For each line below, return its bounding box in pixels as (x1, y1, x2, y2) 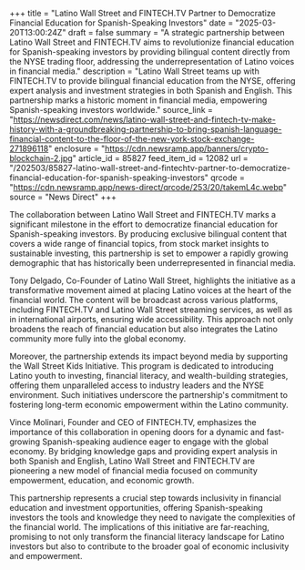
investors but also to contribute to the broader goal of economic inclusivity (9, 541, 290, 552)
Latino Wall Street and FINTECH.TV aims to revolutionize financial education (9, 36, 295, 47)
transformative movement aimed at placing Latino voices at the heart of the (9, 285, 292, 295)
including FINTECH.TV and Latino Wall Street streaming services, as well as (9, 304, 293, 315)
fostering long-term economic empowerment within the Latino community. (9, 400, 289, 410)
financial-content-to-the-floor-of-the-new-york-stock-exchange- (9, 134, 255, 144)
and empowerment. (9, 551, 83, 561)
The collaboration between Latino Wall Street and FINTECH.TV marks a (9, 209, 276, 219)
